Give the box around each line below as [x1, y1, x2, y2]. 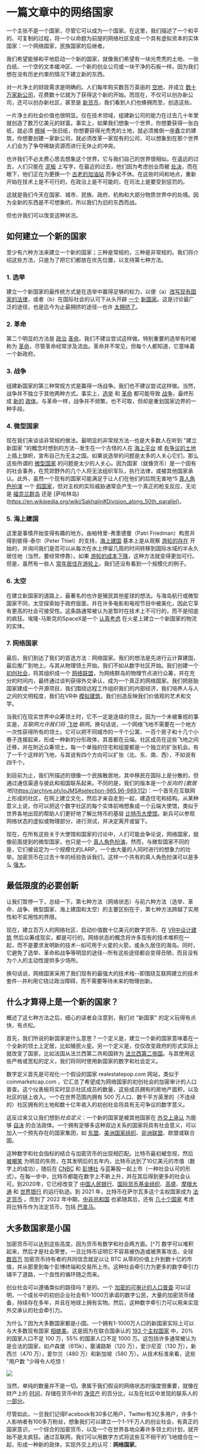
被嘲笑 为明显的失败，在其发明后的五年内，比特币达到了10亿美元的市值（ [6, 1157, 190, 1165]
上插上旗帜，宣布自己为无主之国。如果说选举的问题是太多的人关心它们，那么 [6, 452, 199, 459]
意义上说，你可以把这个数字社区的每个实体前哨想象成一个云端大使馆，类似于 [6, 802, 199, 809]
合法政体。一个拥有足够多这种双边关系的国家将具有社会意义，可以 [30, 1121, 196, 1129]
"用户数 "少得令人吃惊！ [6, 1358, 67, 1365]
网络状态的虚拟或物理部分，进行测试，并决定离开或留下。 [6, 817, 151, 825]
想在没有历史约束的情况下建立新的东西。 [6, 70, 108, 78]
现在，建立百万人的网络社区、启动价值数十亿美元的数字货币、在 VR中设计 [6, 926, 192, 933]
